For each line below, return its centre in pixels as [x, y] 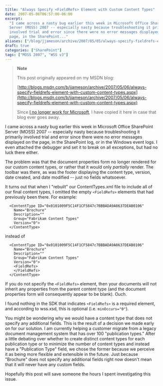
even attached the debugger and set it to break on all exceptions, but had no [81, 147]
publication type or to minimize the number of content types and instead [77, 344]
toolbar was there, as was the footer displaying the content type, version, [78, 172]
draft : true [17, 46]
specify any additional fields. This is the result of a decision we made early [80, 323]
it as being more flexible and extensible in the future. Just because [72, 354]
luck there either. [22, 152]
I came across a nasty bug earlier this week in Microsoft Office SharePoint [79, 127]
